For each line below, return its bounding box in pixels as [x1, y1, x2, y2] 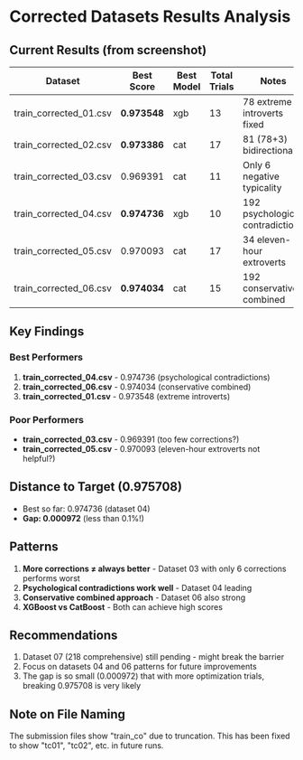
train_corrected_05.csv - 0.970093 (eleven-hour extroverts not [22, 443, 261, 454]
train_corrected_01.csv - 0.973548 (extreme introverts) [22, 390, 231, 401]
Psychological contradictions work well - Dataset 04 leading [22, 582, 252, 593]
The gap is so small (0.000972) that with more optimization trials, [22, 671, 264, 681]
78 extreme [243, 96, 292, 108]
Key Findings [9, 324, 85, 340]
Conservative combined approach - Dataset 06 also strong [22, 592, 246, 603]
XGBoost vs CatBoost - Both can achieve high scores [22, 601, 224, 612]
